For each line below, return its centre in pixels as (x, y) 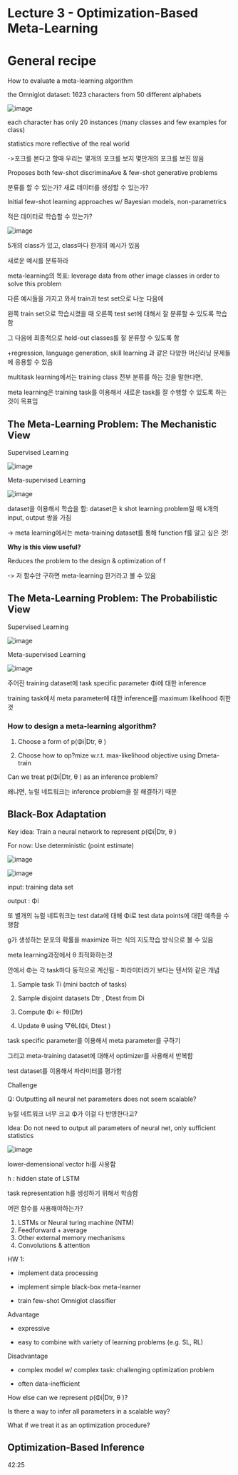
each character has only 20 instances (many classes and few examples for (117, 122)
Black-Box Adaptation (57, 814)
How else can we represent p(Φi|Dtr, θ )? (68, 1397)
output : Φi (23, 900)
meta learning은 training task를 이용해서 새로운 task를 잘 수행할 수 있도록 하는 (117, 392)
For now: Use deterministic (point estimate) (71, 845)
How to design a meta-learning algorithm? (82, 726)
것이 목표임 (23, 401)
